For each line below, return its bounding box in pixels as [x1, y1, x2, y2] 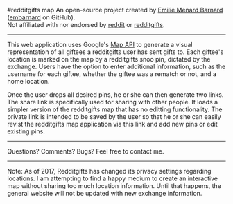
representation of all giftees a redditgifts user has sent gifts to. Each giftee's [7, 48, 224, 56]
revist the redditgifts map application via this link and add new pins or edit [7, 120, 218, 128]
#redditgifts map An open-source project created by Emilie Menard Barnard [7, 6, 223, 14]
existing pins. [7, 127, 45, 136]
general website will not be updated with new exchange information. [7, 189, 202, 197]
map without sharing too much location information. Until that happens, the [7, 182, 222, 189]
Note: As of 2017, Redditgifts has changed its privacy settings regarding [7, 167, 212, 175]
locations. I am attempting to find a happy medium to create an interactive [7, 174, 218, 183]
